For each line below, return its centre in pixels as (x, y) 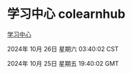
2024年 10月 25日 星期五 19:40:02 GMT (63, 63)
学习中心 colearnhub (66, 14)
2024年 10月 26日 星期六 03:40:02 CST (63, 49)
